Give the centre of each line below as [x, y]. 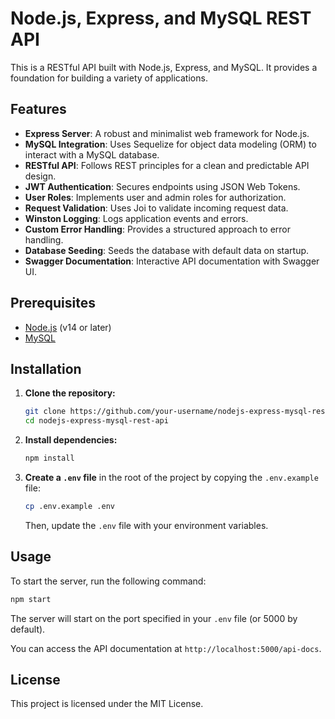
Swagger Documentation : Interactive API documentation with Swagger [172, 261]
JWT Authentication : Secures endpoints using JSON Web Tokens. [162, 186]
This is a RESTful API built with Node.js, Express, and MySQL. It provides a [164, 67]
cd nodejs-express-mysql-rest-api [96, 421]
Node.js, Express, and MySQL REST [161, 18]
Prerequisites [53, 303]
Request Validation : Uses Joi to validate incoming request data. [156, 208]
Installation [46, 368]
